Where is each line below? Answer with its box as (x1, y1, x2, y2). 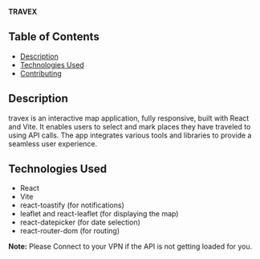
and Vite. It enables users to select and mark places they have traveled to (8, 121, 251, 131)
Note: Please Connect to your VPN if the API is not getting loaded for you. (8, 241, 253, 252)
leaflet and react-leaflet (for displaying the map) (19, 209, 179, 219)
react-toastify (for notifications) (19, 200, 124, 210)
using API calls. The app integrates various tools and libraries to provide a (8, 130, 252, 140)
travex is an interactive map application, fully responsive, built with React (8, 113, 250, 123)
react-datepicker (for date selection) (19, 217, 140, 228)
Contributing (19, 68, 62, 78)
